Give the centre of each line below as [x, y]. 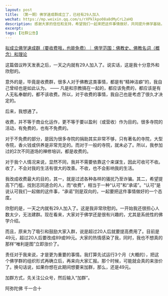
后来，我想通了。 [23, 111]
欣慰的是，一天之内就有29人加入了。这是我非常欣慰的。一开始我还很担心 [80, 208]
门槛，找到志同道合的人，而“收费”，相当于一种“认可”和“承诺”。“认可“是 [87, 185]
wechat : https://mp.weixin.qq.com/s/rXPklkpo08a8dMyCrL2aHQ [69, 19]
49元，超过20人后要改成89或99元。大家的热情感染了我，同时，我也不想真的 [84, 238]
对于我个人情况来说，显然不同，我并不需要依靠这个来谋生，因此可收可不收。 [84, 162]
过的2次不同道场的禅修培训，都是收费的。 [48, 151]
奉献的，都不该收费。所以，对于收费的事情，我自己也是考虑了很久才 [88, 94]
